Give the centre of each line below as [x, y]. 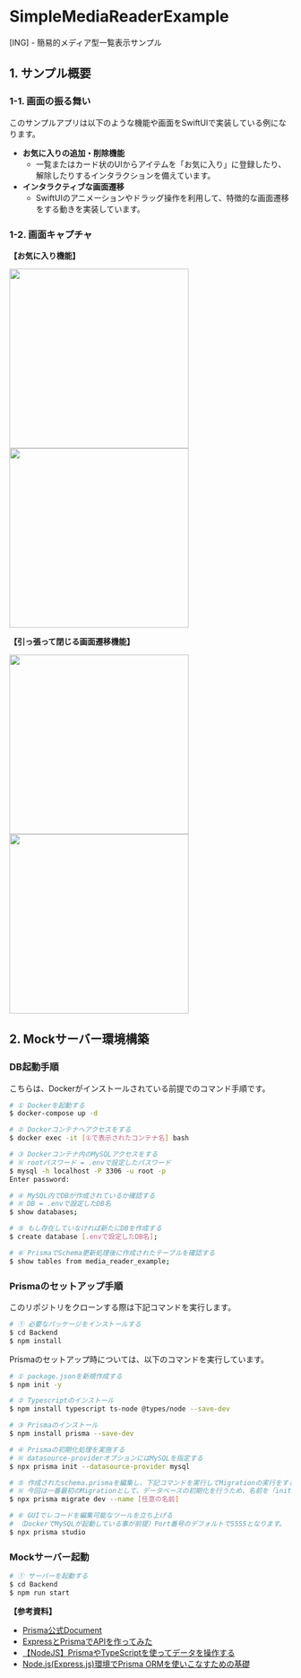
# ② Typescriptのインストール [62, 1401]
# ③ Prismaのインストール [54, 1425]
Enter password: [39, 1179]
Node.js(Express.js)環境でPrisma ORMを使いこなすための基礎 [136, 1664]
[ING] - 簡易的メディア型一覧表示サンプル [86, 42]
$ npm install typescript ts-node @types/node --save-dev [120, 1409]
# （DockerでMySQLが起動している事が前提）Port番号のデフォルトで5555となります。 [148, 1524]
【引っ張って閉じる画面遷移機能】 [72, 641]
